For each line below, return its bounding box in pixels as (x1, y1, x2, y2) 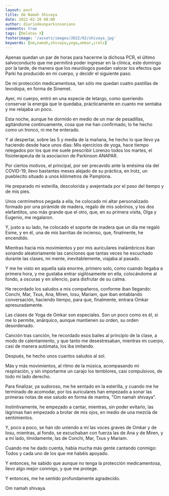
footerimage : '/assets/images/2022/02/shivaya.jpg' (5, 36, 116, 41)
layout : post (5, 7, 33, 13)
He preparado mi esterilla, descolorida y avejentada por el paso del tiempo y (5, 183, 164, 189)
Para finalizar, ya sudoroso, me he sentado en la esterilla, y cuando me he (5, 383, 159, 389)
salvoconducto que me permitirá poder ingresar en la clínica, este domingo (5, 59, 161, 66)
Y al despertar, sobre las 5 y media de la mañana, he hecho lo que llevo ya (5, 136, 160, 142)
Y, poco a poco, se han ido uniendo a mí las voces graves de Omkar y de (5, 424, 157, 430)
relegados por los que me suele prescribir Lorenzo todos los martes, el (5, 147, 152, 153)
